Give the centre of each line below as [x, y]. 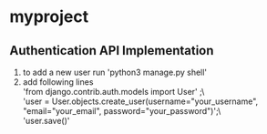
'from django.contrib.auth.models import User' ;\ [113, 92]
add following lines [58, 82]
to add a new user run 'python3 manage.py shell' [115, 72]
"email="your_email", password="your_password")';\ [122, 111]
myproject [49, 17]
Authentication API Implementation [112, 51]
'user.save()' [46, 121]
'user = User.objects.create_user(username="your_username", [140, 101]
